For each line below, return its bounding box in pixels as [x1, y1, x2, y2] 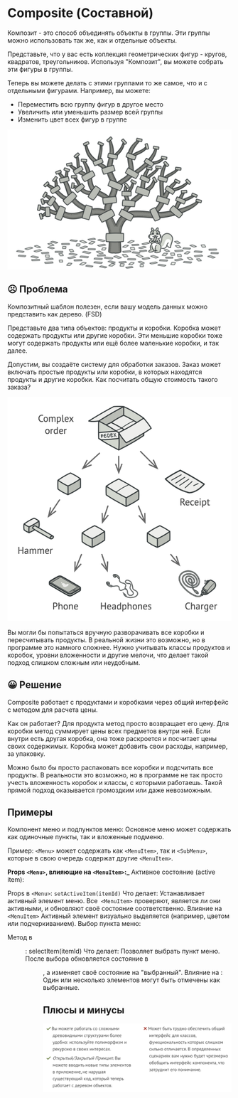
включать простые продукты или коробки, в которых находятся [7, 368, 202, 376]
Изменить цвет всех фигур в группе [17, 115, 128, 124]
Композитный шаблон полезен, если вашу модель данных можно [7, 302, 208, 311]
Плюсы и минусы [43, 1004, 125, 1016]
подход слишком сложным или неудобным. [7, 658, 141, 666]
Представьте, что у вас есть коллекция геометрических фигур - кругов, [7, 50, 227, 58]
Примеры [7, 806, 53, 819]
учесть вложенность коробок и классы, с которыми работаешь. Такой [7, 778, 222, 787]
